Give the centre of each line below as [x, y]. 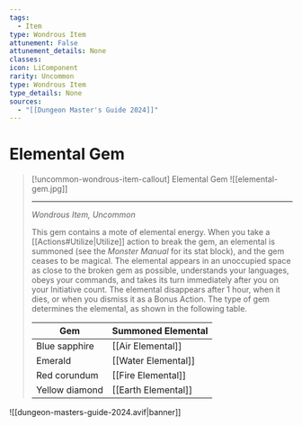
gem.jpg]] [49, 189]
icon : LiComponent [44, 68]
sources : [26, 101]
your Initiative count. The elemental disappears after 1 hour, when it [155, 290]
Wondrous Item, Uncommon [84, 215]
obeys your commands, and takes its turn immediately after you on [155, 280]
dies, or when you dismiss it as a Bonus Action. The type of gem [150, 299]
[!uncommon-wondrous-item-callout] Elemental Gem [129, 179]
